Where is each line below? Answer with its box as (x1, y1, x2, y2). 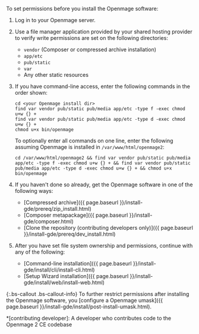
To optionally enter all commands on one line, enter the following (14, 137, 173, 144)
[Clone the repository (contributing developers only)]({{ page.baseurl (23, 224, 193, 231)
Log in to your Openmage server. (14, 17, 96, 23)
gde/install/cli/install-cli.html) (23, 266, 95, 273)
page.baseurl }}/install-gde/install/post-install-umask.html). (6, 303, 152, 310)
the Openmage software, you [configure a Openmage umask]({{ (6, 297, 163, 304)
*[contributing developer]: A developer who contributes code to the (6, 315, 172, 321)
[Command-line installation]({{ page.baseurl (23, 260, 132, 267)
